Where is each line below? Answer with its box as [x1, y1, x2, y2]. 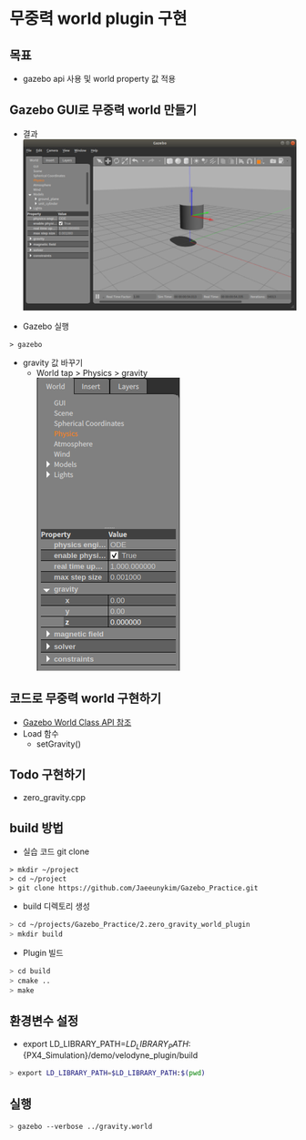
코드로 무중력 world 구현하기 [9, 691, 162, 707]
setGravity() [36, 738, 82, 749]
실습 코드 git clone [22, 846, 89, 857]
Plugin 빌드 [22, 948, 64, 959]
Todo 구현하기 [9, 767, 87, 783]
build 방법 [9, 820, 64, 836]
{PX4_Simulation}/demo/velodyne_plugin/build [22, 1050, 199, 1061]
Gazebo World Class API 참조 [22, 717, 132, 728]
